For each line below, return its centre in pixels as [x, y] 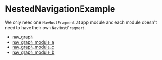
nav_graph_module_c [33, 47]
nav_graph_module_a [33, 42]
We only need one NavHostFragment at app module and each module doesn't [81, 22]
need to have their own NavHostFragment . [46, 27]
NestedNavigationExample [60, 9]
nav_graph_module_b [33, 52]
